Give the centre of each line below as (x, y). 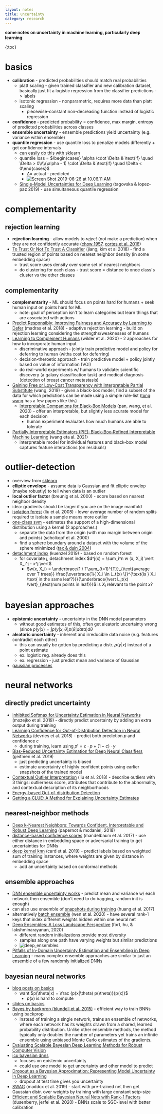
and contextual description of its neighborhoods (60, 787)
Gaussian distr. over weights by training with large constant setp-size (81, 1092)
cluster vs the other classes (47, 275)
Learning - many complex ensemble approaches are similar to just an (81, 956)
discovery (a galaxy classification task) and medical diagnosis (81, 375)
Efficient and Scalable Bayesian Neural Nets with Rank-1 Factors (76, 1097)
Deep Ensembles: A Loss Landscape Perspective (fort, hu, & (72, 925)
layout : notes (19, 10)
